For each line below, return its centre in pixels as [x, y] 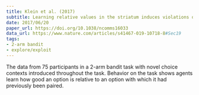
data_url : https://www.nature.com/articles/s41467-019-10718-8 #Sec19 [94, 34]
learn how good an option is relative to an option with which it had [86, 79]
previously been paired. [35, 86]
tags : [13, 39]
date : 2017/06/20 [28, 22]
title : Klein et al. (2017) [41, 12]
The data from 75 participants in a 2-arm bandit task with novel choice [92, 67]
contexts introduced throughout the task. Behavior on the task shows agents [99, 73]
